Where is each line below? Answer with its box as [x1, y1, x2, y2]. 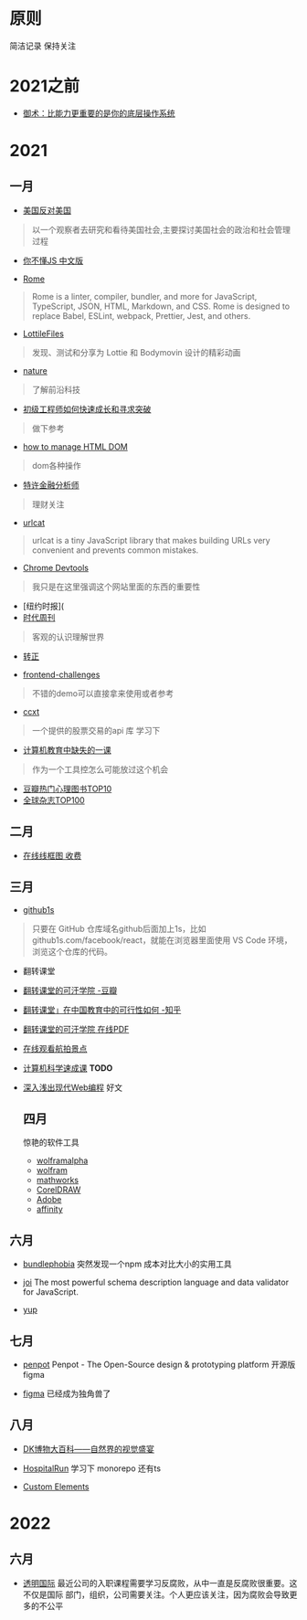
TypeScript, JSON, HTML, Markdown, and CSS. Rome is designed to [31, 301, 291, 312]
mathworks [36, 1175, 79, 1186]
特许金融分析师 [22, 479, 79, 490]
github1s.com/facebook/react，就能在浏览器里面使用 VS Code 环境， [31, 934, 292, 946]
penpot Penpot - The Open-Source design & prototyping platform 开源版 [22, 1359, 296, 1370]
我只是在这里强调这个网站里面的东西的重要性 [31, 581, 201, 592]
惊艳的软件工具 [22, 1137, 79, 1148]
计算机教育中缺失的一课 [22, 744, 111, 755]
